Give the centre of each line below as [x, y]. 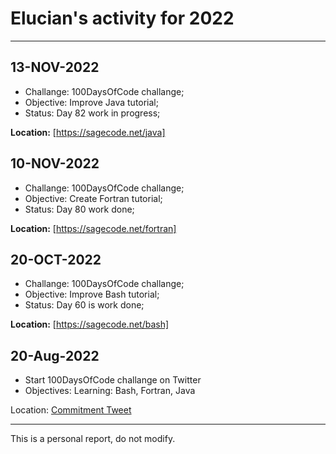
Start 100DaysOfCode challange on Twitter [113, 380]
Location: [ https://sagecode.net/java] [88, 132]
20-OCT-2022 [56, 259]
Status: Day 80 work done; [79, 209]
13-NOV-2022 [55, 67]
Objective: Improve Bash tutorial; [92, 294]
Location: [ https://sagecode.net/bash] [90, 324]
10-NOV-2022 [55, 163]
